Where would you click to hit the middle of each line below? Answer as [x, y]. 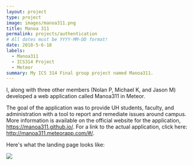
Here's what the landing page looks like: [56, 145]
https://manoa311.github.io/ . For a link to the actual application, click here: [97, 127]
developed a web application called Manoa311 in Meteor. [76, 96]
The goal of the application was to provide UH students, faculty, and [90, 108]
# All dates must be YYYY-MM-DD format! [57, 39]
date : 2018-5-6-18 [29, 45]
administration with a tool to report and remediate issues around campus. [96, 114]
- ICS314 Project [33, 62]
